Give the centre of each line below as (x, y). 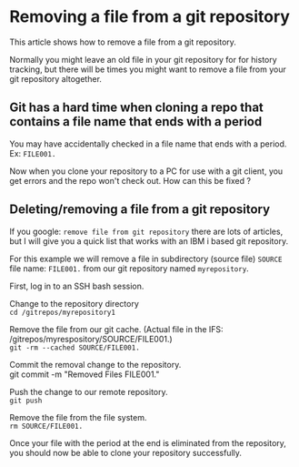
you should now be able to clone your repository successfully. (126, 452)
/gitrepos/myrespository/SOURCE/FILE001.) (91, 339)
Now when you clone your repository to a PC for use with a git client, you (146, 171)
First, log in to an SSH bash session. (77, 286)
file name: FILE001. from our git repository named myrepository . (130, 268)
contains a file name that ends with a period (136, 122)
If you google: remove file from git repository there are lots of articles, (146, 231)
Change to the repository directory (74, 303)
